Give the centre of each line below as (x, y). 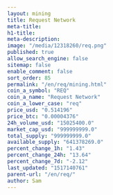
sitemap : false (29, 65)
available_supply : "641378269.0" (55, 142)
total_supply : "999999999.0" (49, 136)
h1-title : (21, 33)
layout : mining (29, 13)
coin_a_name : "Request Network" (54, 98)
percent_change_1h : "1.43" (46, 149)
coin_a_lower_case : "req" (44, 104)
